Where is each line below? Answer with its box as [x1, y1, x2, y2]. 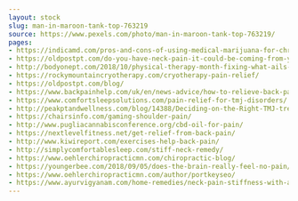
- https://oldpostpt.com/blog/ [8, 79, 125, 88]
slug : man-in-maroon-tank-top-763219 [8, 21, 149, 30]
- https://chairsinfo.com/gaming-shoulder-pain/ [8, 112, 192, 121]
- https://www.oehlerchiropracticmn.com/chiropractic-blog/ [8, 153, 237, 163]
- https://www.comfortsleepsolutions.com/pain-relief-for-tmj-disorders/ [8, 95, 288, 105]
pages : [8, 37, 33, 47]
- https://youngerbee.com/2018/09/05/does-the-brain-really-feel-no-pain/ [8, 162, 292, 171]
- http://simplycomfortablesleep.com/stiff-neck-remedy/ [8, 145, 224, 154]
